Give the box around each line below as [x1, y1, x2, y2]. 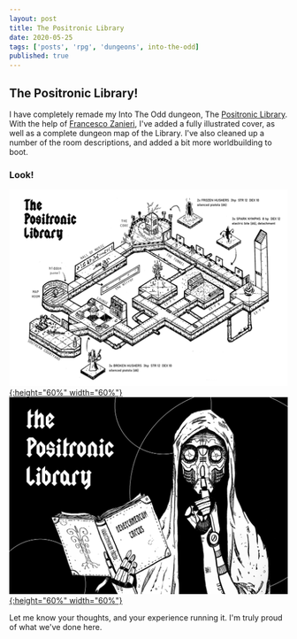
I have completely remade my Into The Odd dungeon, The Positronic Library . [9, 109, 288, 119]
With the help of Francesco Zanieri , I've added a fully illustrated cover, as [9, 118, 276, 128]
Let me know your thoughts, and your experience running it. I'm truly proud [9, 612, 283, 623]
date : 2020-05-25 [9, 33, 73, 42]
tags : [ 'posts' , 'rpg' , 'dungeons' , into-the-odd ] [9, 42, 200, 51]
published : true [9, 51, 69, 61]
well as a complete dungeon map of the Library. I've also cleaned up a [9, 127, 265, 138]
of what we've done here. [9, 621, 103, 632]
